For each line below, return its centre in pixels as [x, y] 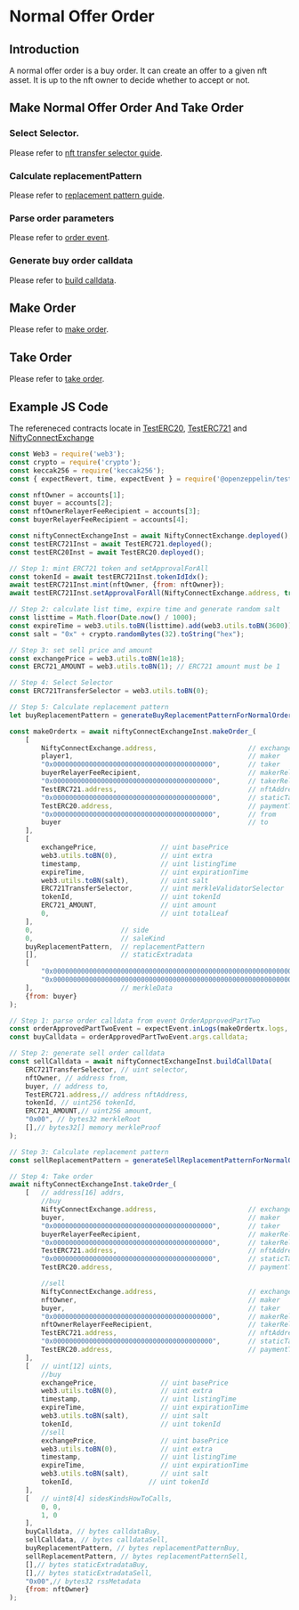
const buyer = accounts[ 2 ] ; [61, 503]
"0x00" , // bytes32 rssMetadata [83, 1582]
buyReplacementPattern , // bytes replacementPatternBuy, [133, 1549]
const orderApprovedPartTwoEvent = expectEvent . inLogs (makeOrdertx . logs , [149, 1029]
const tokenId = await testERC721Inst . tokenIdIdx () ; [109, 577]
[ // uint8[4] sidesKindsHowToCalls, [99, 1498]
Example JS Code [59, 407]
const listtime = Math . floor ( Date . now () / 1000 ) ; [103, 618]
